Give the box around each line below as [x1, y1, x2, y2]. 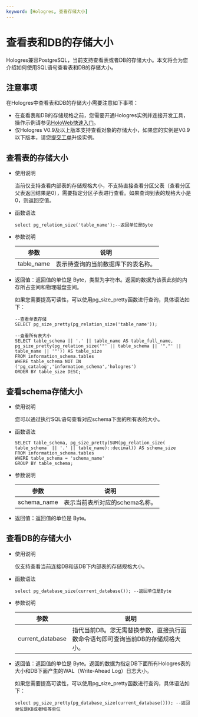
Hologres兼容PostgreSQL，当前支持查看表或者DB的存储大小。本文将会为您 [6, 57, 189, 64]
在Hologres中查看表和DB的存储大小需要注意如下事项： [6, 99, 139, 107]
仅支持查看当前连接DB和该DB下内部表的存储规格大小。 [14, 563, 148, 570]
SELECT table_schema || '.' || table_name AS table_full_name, [14, 338, 174, 344]
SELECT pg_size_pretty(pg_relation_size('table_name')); [14, 321, 158, 327]
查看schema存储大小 [6, 386, 83, 396]
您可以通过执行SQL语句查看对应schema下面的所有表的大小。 [14, 416, 163, 423]
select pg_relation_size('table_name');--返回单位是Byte [14, 222, 153, 228]
